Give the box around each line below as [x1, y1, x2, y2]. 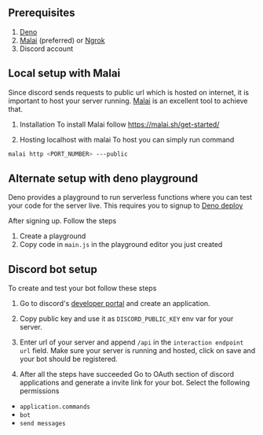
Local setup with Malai [8, 67, 121, 80]
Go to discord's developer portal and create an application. [19, 299, 210, 308]
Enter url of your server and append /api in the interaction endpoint [19, 337, 244, 347]
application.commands [19, 403, 90, 411]
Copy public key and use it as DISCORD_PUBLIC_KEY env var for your [19, 314, 234, 323]
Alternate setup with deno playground [8, 171, 199, 185]
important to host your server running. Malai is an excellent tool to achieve [8, 96, 249, 105]
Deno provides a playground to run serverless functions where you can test [8, 193, 253, 202]
